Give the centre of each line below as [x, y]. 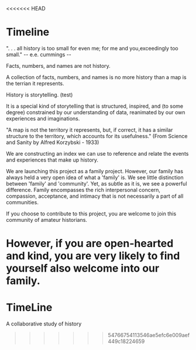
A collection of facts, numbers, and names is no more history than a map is [96, 77]
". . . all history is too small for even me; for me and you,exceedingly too [92, 48]
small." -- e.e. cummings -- [39, 54]
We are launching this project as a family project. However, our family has [94, 171]
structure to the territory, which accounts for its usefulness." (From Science [97, 136]
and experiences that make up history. [52, 160]
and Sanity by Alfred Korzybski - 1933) [53, 142]
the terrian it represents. [35, 83]
